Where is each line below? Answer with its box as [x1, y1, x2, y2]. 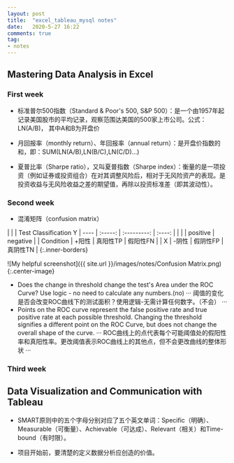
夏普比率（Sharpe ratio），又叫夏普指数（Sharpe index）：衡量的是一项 [17, 162, 220, 171]
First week [7, 90, 44, 99]
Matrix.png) [188, 259, 222, 268]
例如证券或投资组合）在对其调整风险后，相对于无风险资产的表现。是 [29, 171, 226, 179]
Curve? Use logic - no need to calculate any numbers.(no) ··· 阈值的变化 [17, 288, 224, 297]
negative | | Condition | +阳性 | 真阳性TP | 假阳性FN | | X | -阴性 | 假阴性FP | [7, 236, 224, 245]
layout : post [7, 10, 45, 17]
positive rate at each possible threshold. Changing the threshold [17, 313, 203, 321]
